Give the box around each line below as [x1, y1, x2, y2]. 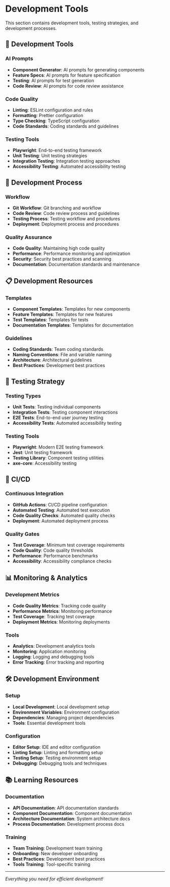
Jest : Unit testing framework [12, 450, 72, 456]
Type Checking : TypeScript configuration [12, 118, 100, 124]
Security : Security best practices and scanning [12, 256, 112, 262]
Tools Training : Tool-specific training [12, 861, 91, 867]
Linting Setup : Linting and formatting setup [12, 750, 103, 756]
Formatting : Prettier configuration [12, 112, 83, 118]
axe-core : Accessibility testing [12, 460, 77, 466]
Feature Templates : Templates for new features [12, 311, 113, 317]
